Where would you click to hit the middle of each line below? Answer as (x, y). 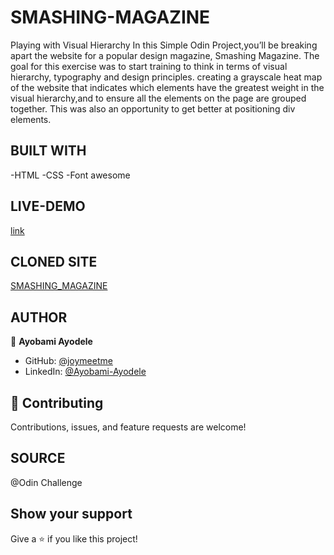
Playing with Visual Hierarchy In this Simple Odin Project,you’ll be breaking (164, 45)
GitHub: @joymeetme (68, 361)
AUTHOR (39, 317)
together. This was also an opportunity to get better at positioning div (153, 108)
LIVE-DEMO (48, 206)
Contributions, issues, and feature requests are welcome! (128, 427)
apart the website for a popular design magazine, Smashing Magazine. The (165, 55)
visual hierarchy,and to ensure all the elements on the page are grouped (158, 98)
